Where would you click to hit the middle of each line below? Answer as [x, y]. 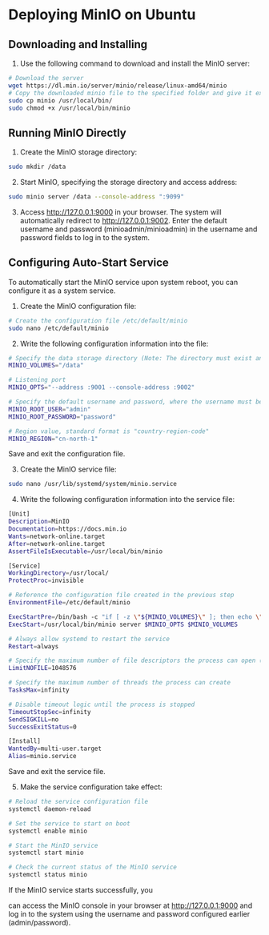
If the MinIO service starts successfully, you [81, 890]
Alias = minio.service [43, 756]
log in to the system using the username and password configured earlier [129, 914]
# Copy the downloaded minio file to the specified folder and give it [130, 93]
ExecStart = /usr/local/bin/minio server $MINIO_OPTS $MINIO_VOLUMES [123, 624]
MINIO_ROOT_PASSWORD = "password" [62, 417]
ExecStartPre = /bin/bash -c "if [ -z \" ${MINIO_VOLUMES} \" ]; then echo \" [136, 617]
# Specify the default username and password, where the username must [130, 402]
